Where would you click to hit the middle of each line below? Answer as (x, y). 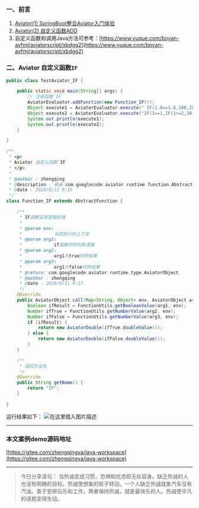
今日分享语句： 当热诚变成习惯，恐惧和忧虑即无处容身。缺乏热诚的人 (104, 477)
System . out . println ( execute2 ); (66, 124)
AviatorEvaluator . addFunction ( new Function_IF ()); (91, 102)
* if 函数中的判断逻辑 (57, 245)
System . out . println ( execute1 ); (66, 119)
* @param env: (37, 228)
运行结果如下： (24, 417)
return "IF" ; (44, 388)
